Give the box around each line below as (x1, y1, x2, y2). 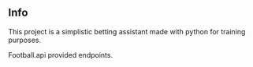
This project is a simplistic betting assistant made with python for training (8, 26, 246, 36)
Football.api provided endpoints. (8, 50, 113, 59)
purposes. (8, 35, 42, 44)
